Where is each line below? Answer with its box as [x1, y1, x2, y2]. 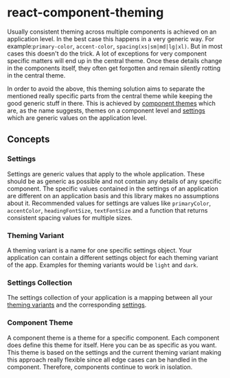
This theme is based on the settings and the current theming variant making [7, 348, 222, 356]
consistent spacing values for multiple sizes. [7, 213, 133, 222]
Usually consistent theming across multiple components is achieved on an [7, 27, 217, 36]
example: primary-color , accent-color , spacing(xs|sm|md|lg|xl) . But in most [7, 42, 223, 50]
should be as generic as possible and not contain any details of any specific [7, 177, 222, 185]
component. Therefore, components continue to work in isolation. [7, 362, 193, 371]
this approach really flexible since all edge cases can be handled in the [7, 355, 208, 364]
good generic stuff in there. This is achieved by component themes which [7, 99, 216, 107]
